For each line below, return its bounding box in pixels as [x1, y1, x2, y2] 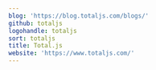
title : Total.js [8, 42, 63, 50]
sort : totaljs [8, 34, 56, 43]
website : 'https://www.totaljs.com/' [8, 49, 135, 57]
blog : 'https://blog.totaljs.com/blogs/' [8, 11, 150, 20]
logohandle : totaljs [8, 27, 78, 35]
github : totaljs [8, 19, 63, 27]
